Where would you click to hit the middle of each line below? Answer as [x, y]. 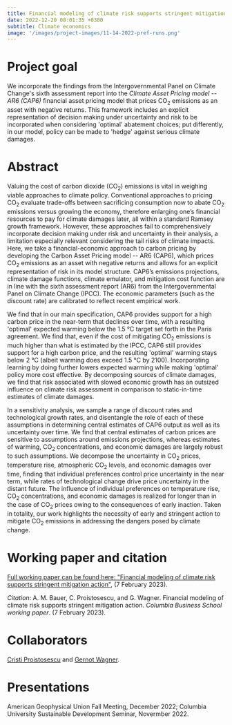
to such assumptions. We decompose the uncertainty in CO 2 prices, [104, 456]
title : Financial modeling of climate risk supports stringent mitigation [117, 13]
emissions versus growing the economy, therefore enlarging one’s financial [114, 211]
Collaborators [47, 640]
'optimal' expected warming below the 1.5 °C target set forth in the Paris [109, 329]
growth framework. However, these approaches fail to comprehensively [109, 226]
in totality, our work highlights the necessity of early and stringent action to [114, 514]
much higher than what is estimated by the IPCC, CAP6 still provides [104, 345]
